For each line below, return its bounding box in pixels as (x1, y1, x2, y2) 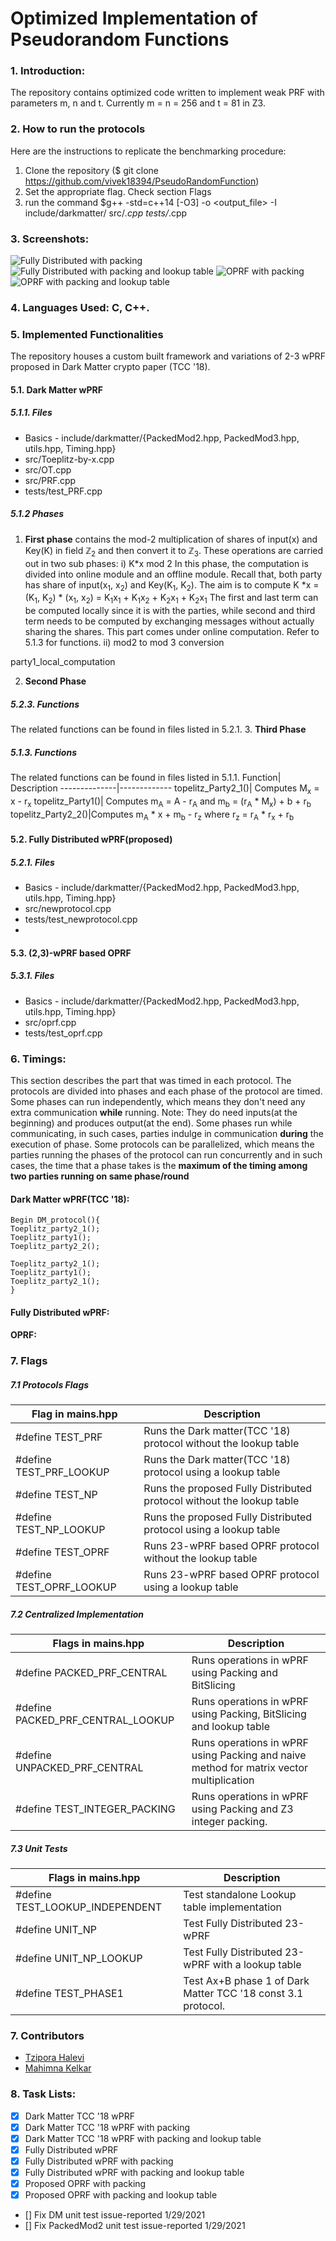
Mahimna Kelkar (24, 2062, 92, 2074)
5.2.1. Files (10, 856, 55, 868)
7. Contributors (10, 2029, 85, 2043)
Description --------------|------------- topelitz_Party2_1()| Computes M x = (10, 782, 320, 796)
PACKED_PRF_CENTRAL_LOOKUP (15, 1713, 175, 1727)
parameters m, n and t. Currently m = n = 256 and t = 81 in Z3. (10, 97, 266, 109)
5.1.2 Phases (10, 508, 65, 520)
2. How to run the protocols (10, 122, 146, 136)
